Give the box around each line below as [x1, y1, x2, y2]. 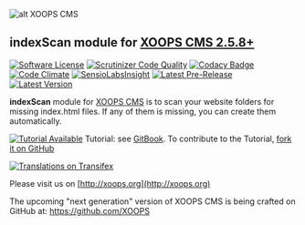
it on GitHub [9, 142, 55, 154]
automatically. [9, 115, 62, 127]
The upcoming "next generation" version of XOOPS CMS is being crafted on [9, 196, 296, 207]
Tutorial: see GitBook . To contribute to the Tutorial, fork [85, 133, 292, 144]
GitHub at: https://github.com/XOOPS [9, 205, 151, 216]
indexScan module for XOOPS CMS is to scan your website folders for [9, 96, 275, 107]
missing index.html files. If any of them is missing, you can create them [9, 106, 277, 117]
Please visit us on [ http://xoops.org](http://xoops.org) [9, 178, 211, 189]
